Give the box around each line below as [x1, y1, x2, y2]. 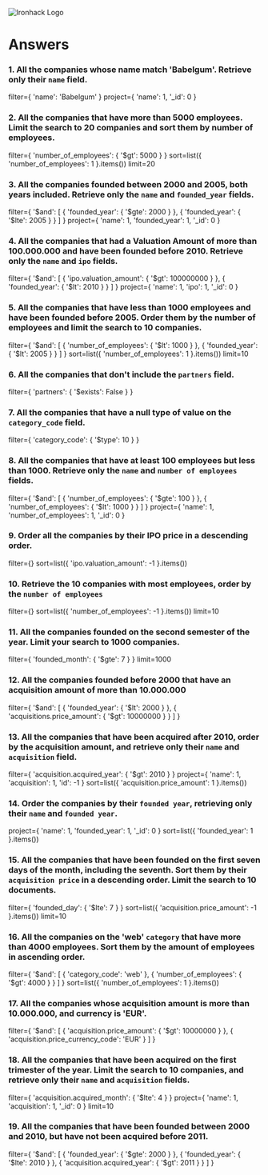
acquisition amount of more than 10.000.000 [8, 685, 186, 696]
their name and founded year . [8, 808, 118, 819]
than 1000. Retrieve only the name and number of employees [8, 465, 238, 476]
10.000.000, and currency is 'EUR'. [8, 1008, 147, 1019]
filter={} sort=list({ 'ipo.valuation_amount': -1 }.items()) [8, 558, 188, 568]
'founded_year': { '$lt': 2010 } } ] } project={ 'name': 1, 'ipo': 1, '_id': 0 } [8, 282, 238, 292]
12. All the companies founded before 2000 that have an [8, 674, 231, 685]
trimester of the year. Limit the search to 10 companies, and [8, 1065, 244, 1076]
